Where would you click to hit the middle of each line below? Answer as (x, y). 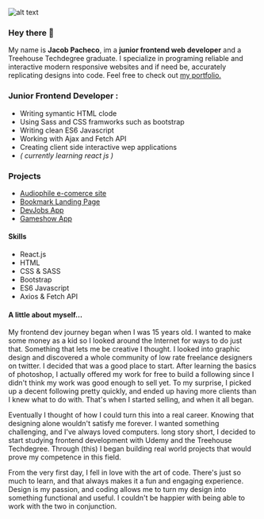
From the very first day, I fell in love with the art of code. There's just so (125, 473)
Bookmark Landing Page (60, 202)
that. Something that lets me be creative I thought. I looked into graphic (124, 349)
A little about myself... (46, 314)
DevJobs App (42, 210)
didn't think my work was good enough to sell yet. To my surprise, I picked (130, 383)
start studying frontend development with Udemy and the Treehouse (120, 440)
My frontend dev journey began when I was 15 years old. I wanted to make (130, 333)
